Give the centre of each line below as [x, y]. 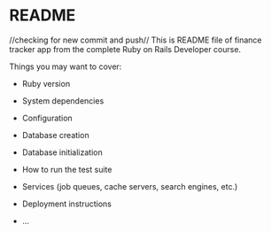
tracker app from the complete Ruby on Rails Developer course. [125, 49]
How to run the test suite [67, 169]
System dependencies [63, 101]
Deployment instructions [67, 204]
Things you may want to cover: [66, 66]
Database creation [56, 135]
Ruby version [46, 83]
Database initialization [62, 152]
